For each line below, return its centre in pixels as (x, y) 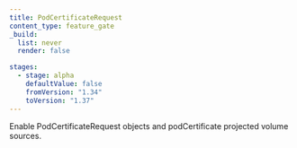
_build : (24, 34)
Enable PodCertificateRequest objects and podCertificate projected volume (149, 126)
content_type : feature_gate (62, 26)
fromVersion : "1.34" (64, 92)
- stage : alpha (46, 76)
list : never (40, 43)
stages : (24, 67)
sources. (26, 135)
